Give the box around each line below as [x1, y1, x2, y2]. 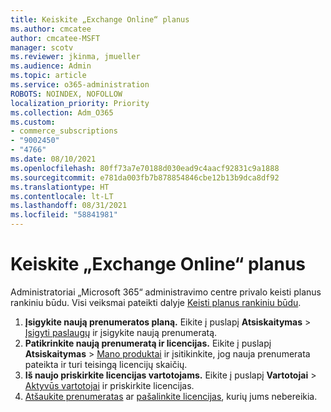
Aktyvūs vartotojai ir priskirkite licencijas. [24, 379, 195, 391]
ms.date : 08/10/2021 [10, 154, 97, 164]
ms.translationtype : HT [10, 182, 110, 192]
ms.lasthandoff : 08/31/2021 [10, 201, 128, 211]
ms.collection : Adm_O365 [10, 107, 114, 118]
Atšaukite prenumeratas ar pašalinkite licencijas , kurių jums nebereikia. [24, 390, 318, 402]
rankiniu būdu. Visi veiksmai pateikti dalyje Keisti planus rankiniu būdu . [10, 296, 302, 308]
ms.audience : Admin [10, 61, 92, 71]
